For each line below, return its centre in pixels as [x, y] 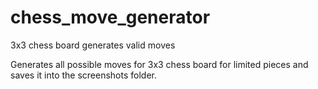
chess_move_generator [110, 17]
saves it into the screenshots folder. [84, 75]
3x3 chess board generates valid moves [93, 45]
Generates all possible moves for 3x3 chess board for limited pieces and [159, 64]
